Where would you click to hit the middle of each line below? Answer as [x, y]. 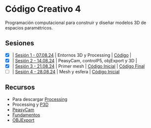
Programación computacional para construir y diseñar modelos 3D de [76, 23]
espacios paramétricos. [29, 27]
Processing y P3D [30, 104]
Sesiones [20, 43]
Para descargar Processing [40, 99]
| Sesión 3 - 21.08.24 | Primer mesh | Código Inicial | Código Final [78, 66]
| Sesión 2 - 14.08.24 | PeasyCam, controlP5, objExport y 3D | [75, 60]
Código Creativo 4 [43, 9]
